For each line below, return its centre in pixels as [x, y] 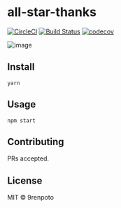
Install [21, 67]
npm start [22, 120]
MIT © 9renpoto [31, 198]
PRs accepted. [28, 158]
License [25, 180]
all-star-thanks [52, 12]
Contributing [36, 141]
